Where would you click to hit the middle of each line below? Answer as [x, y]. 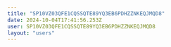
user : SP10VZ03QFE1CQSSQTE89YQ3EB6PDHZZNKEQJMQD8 [82, 26]
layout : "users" [31, 33]
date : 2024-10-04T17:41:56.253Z [55, 20]
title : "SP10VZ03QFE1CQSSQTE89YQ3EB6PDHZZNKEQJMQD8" [86, 13]
